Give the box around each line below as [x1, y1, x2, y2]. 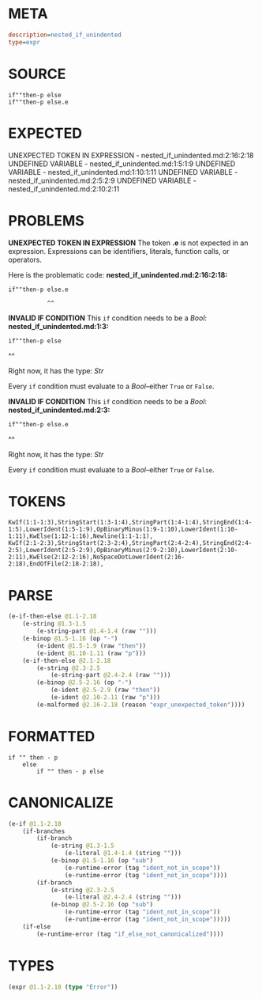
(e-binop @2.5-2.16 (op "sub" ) [50, 901, 154, 909]
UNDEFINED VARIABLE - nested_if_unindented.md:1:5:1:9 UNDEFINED [8, 159, 236, 168]
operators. [8, 255, 42, 264]
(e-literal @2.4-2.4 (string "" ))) [64, 893, 182, 902]
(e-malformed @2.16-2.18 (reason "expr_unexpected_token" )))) [36, 701, 245, 709]
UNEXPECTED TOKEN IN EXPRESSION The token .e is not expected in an [8, 238, 249, 248]
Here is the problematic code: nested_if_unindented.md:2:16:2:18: [8, 270, 228, 279]
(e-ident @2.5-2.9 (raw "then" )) [50, 686, 160, 694]
